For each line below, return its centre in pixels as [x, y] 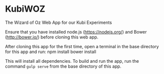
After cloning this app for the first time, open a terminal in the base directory [82, 46]
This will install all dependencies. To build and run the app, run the [72, 61]
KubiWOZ [25, 9]
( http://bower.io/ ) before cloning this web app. [52, 37]
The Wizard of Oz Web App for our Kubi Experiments [58, 22]
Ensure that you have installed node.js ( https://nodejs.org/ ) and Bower [76, 32]
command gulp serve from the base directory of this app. [63, 66]
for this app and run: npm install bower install [51, 52]
